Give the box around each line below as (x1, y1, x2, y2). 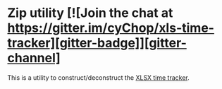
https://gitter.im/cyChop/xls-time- (7, 20, 215, 36)
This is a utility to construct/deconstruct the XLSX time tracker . (7, 73, 190, 82)
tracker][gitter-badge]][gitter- (7, 35, 187, 51)
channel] (7, 50, 61, 66)
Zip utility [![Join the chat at (7, 5, 173, 21)
